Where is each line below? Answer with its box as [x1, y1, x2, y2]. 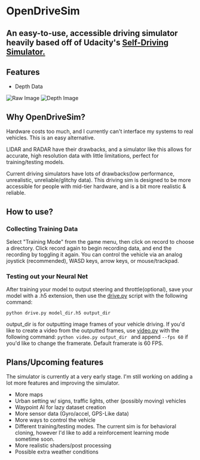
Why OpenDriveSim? [6, 112, 85, 122]
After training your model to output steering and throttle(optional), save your [6, 286, 193, 293]
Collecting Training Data [6, 225, 78, 233]
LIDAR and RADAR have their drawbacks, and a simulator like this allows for [6, 146, 192, 153]
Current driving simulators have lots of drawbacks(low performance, [6, 170, 175, 177]
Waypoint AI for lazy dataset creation [14, 404, 106, 411]
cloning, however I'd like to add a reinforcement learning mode [14, 429, 169, 436]
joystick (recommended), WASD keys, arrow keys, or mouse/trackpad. [6, 257, 179, 264]
